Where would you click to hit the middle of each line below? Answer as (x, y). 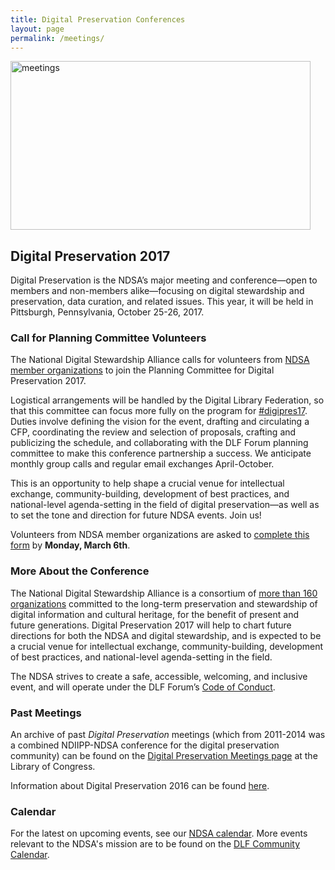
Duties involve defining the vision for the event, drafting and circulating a (160, 422)
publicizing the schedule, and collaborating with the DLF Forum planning (159, 443)
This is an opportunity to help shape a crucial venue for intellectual (147, 483)
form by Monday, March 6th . (70, 545)
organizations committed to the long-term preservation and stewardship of (164, 603)
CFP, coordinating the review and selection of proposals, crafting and (153, 432)
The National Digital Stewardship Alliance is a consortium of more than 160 (164, 593)
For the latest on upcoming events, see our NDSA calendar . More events (159, 833)
